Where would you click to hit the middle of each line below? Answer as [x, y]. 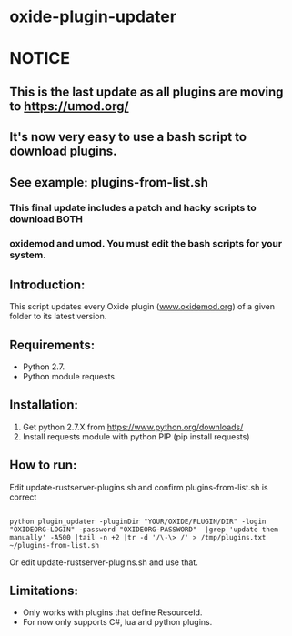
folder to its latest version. [58, 317]
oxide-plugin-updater [93, 17]
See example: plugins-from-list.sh [109, 182]
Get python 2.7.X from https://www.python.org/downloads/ [133, 427]
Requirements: [52, 344]
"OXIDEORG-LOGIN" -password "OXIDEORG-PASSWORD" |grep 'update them [144, 530]
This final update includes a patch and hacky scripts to [133, 208]
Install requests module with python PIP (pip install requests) [136, 436]
